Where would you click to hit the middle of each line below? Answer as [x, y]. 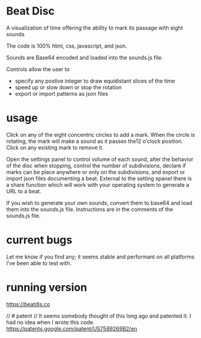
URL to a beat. [24, 191]
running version [47, 287]
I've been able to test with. [39, 263]
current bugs [39, 240]
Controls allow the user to [38, 69]
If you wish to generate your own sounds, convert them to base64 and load [99, 202]
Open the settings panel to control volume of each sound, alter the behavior [100, 159]
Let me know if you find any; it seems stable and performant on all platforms [100, 257]
